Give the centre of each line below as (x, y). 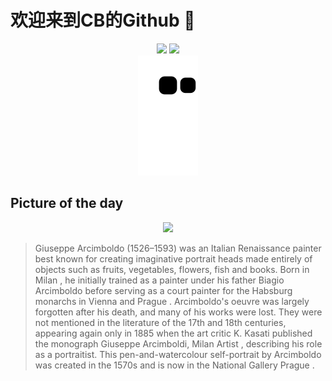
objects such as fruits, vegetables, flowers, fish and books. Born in (172, 269)
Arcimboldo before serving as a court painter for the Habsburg (163, 290)
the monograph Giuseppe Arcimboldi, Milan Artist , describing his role (178, 343)
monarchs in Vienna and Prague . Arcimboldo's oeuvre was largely (172, 301)
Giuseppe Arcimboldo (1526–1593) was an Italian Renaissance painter (178, 248)
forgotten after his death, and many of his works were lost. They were (178, 312)
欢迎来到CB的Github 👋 (103, 20)
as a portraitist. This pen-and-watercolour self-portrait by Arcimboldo (178, 354)
